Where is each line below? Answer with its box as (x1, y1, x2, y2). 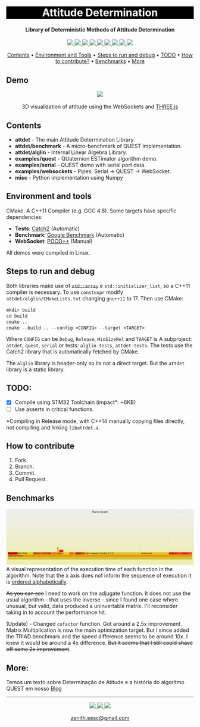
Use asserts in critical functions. (14, 405, 94, 413)
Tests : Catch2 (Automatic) (14, 225, 80, 232)
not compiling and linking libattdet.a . (6, 424, 100, 431)
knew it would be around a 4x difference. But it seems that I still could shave (6, 640, 193, 647)
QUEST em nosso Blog (6, 685, 62, 692)
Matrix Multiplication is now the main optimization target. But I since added (6, 626, 189, 634)
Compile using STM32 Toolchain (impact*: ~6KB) (14, 399, 136, 406)
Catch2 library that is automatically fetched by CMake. (6, 348, 140, 355)
